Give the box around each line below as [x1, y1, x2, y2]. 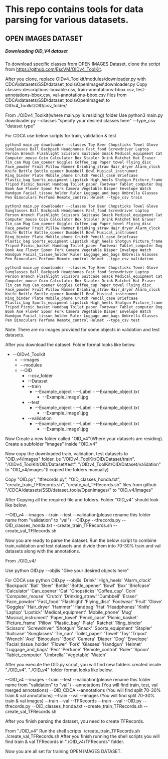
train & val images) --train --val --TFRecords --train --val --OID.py [5, 698, 142, 704]
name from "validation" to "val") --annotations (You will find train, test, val [5, 682, 158, 688]
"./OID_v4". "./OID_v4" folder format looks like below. [5, 667, 113, 673]
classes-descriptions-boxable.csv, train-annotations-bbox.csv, [5, 86, 135, 92]
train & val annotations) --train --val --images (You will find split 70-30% [5, 692, 155, 698]
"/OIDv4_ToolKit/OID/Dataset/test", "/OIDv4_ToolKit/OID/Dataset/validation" [5, 461, 161, 467]
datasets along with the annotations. [5, 548, 80, 554]
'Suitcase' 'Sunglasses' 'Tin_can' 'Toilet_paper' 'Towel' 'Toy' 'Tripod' [5, 630, 147, 636]
